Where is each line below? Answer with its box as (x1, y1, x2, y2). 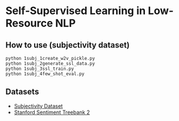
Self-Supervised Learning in (5, 4, 146, 18)
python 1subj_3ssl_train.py (5, 66, 75, 72)
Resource (5, 16, 53, 30)
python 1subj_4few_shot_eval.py (5, 71, 85, 77)
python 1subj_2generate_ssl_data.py (5, 60, 95, 66)
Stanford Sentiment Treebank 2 (13, 109, 90, 116)
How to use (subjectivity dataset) (5, 40, 130, 50)
